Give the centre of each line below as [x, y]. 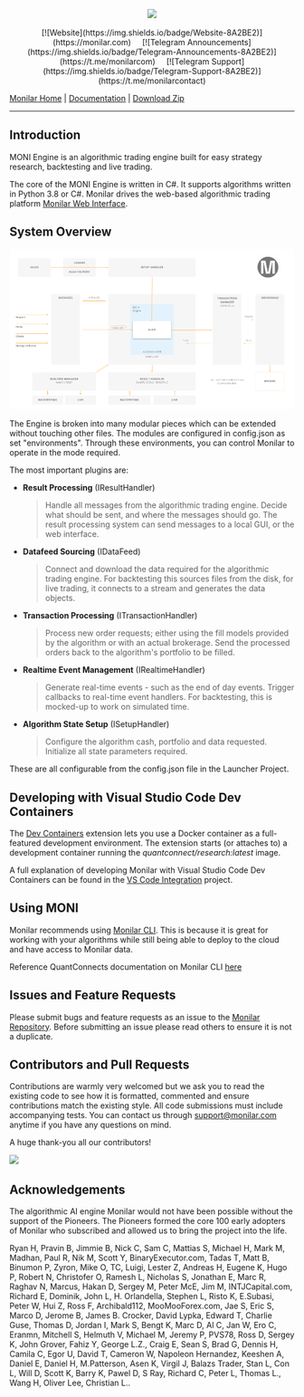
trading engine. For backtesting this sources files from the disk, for [169, 579]
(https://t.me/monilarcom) [107, 62]
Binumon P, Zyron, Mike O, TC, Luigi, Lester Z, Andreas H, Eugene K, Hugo [148, 1268]
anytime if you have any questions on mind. [90, 1125]
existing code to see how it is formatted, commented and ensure [129, 1096]
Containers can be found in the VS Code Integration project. [121, 879]
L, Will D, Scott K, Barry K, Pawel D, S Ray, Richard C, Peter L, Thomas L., [146, 1373]
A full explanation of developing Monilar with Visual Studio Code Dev [138, 870]
